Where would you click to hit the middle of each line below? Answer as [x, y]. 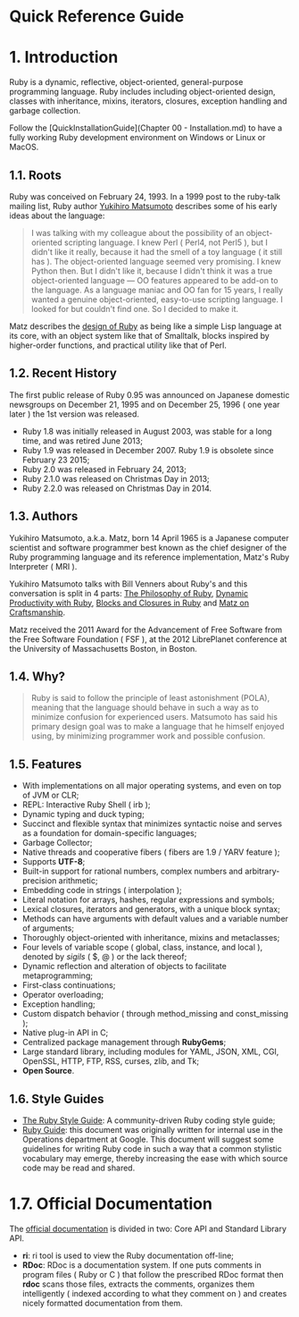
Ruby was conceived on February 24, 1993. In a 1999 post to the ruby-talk [145, 196]
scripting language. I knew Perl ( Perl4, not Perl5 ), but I [166, 242]
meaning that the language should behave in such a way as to [145, 707]
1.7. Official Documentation [111, 1204]
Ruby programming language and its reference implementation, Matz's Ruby [149, 557]
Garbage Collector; [57, 843]
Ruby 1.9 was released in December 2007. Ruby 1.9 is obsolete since [148, 450]
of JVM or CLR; [50, 795]
